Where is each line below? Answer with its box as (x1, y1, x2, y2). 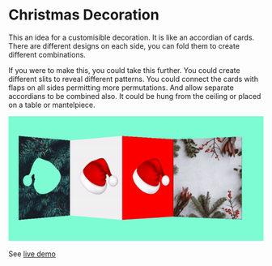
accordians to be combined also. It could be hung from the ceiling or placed (8, 91, 261, 101)
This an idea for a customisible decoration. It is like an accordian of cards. (8, 32, 255, 42)
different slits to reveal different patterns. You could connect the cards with (8, 74, 259, 84)
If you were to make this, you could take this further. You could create (8, 65, 240, 75)
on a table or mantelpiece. (8, 100, 96, 109)
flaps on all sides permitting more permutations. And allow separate (8, 83, 235, 92)
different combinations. (8, 49, 87, 59)
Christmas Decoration (8, 6, 159, 24)
